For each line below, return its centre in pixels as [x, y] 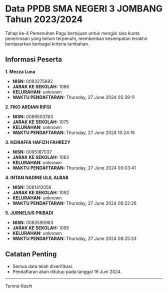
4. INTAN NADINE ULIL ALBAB [37, 177]
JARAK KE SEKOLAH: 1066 [41, 86]
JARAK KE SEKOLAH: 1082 [41, 157]
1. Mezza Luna [20, 71]
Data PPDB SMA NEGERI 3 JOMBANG [84, 9]
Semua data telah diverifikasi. [43, 266]
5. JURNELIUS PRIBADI [29, 212]
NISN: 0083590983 [33, 222]
